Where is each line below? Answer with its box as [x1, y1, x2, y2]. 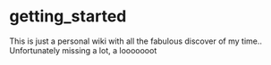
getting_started [9, 6, 127, 27]
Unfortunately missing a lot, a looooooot [9, 45, 157, 55]
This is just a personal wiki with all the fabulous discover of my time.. [9, 36, 262, 46]
